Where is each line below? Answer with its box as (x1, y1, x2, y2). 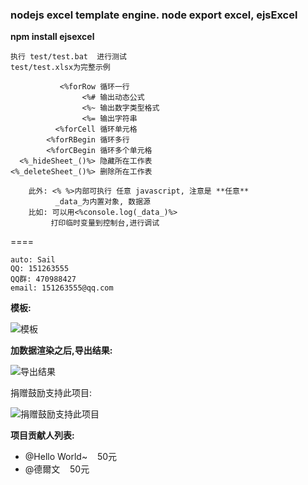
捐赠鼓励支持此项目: (10, 387, 93, 399)
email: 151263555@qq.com (10, 283, 114, 293)
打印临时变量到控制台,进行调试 (50, 218, 160, 228)
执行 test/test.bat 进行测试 (10, 52, 127, 62)
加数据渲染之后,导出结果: (10, 344, 113, 357)
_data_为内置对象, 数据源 (54, 197, 151, 207)
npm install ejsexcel (10, 31, 95, 43)
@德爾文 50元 (24, 463, 90, 475)
